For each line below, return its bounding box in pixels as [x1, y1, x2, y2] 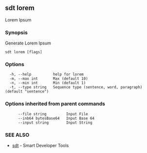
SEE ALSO [5, 131, 30, 138]
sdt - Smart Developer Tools [12, 143, 69, 148]
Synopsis [5, 29, 28, 36]
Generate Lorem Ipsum [5, 40, 51, 46]
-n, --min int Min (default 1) [9, 81, 86, 86]
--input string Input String [18, 120, 92, 125]
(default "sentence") [5, 89, 49, 94]
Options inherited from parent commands [5, 100, 106, 107]
